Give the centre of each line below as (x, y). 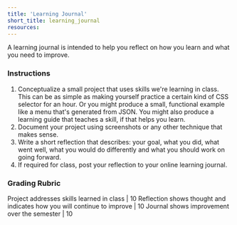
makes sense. (38, 134)
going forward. (39, 157)
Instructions (29, 73)
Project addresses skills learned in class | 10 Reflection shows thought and (117, 198)
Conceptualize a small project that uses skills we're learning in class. (118, 89)
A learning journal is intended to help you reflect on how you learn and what (118, 48)
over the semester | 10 (40, 214)
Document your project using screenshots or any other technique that (120, 127)
